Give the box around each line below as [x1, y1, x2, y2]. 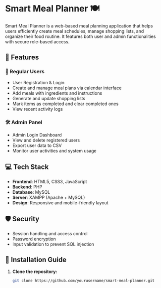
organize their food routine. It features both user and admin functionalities [5, 33, 156, 39]
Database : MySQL [12, 189, 51, 195]
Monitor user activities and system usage [12, 147, 97, 153]
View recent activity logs [12, 106, 63, 112]
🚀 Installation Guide [5, 255, 67, 264]
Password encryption [12, 236, 56, 242]
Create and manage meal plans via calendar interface [12, 85, 122, 91]
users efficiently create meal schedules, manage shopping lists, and [5, 28, 144, 34]
